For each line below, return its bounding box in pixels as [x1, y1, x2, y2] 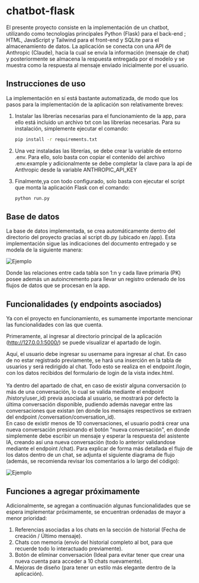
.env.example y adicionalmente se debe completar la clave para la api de [14, 160, 192, 167]
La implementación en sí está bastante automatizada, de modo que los [6, 94, 179, 101]
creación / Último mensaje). [14, 532, 83, 539]
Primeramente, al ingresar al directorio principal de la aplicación [6, 333, 162, 340]
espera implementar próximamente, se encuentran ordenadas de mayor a [6, 508, 185, 515]
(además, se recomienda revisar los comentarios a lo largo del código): [6, 458, 179, 465]
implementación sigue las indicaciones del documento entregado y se [6, 240, 177, 247]
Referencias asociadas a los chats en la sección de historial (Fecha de [14, 526, 186, 533]
